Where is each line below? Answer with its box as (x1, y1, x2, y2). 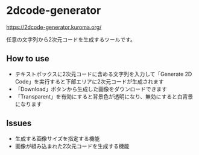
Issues (6, 118, 32, 129)
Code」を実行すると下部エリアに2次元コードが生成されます (14, 77, 164, 85)
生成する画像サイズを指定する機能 (14, 135, 100, 142)
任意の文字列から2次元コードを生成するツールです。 (6, 35, 136, 43)
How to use (6, 53, 49, 64)
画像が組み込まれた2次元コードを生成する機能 (14, 142, 130, 150)
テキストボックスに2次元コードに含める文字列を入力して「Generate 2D (14, 70, 192, 77)
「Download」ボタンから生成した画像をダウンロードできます (14, 85, 168, 93)
